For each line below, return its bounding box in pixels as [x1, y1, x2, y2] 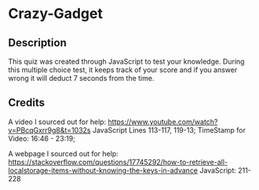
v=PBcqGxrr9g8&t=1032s [8, 125, 91, 134]
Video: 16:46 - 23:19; [8, 133, 76, 143]
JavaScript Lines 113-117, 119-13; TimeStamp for [92, 125, 246, 134]
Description [8, 36, 67, 49]
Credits [8, 96, 46, 110]
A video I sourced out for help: [8, 117, 107, 126]
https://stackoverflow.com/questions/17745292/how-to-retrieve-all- [8, 157, 228, 166]
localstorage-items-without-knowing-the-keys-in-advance [8, 166, 199, 175]
